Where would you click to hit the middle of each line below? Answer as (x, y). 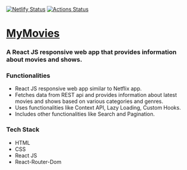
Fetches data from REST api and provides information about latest (96, 95)
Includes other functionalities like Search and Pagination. (85, 114)
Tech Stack (23, 130)
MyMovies (33, 34)
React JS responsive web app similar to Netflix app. (78, 89)
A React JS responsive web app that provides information (91, 52)
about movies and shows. (44, 60)
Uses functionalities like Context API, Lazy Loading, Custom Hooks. (98, 108)
